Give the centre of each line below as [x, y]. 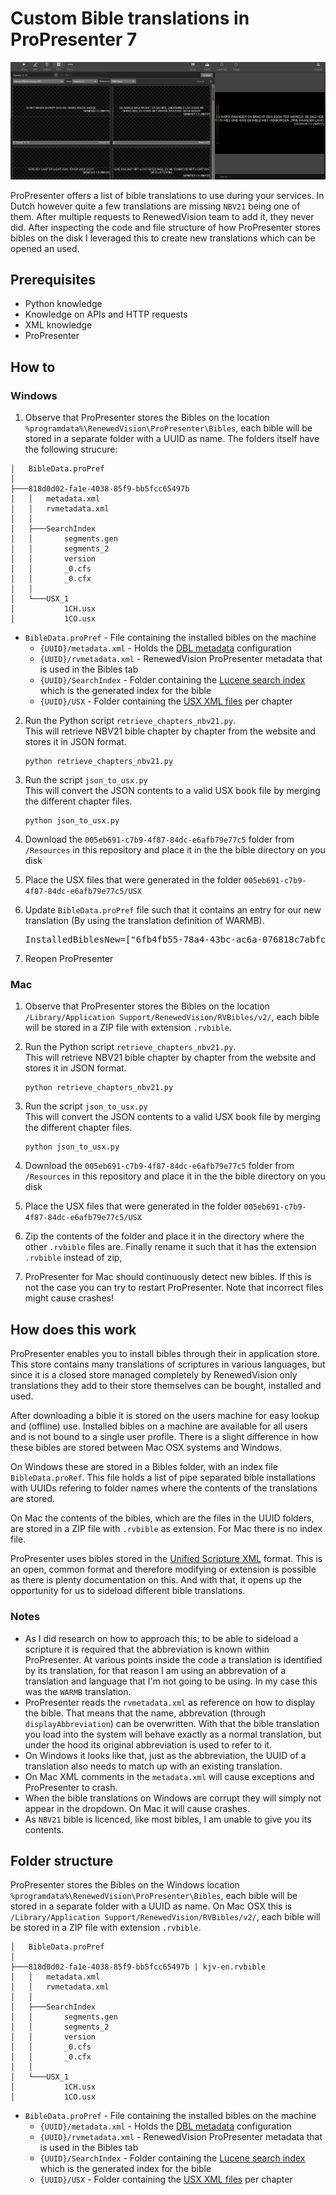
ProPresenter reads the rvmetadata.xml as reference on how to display [170, 1702]
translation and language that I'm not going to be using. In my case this [171, 1681]
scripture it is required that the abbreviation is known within [147, 1649]
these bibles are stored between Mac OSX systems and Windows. [146, 1448]
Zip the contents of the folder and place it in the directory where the [164, 1236]
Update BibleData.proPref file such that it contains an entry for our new [173, 910]
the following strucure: [71, 449]
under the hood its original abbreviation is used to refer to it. [148, 1744]
